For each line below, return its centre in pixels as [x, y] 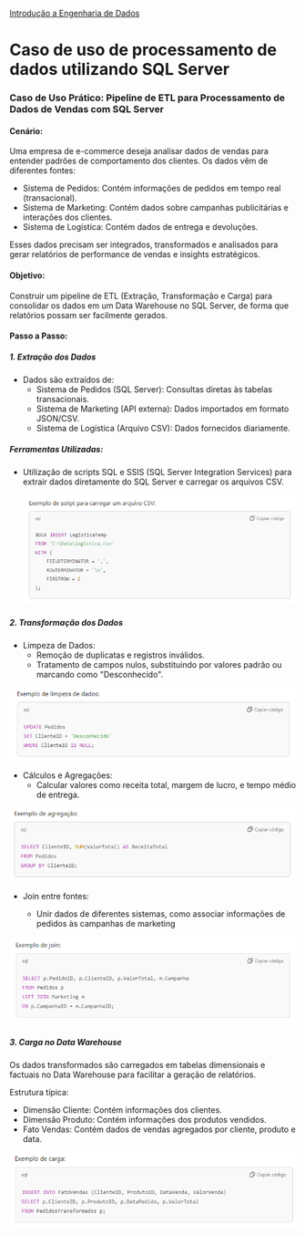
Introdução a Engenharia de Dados [75, 13]
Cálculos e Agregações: [67, 775]
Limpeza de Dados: [59, 645]
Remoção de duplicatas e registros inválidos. [120, 655]
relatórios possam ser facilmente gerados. [89, 315]
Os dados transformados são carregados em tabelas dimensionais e [137, 1065]
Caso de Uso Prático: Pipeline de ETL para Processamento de [147, 98]
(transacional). [50, 198]
